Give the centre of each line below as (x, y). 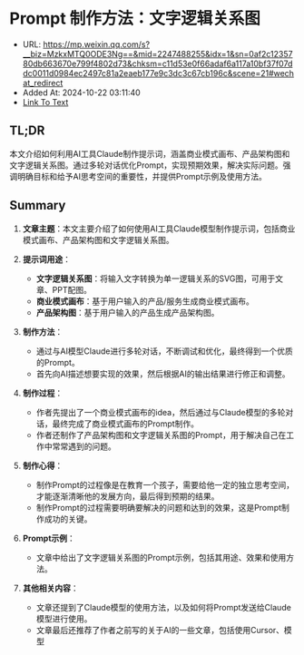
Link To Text (45, 102)
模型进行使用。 (64, 619)
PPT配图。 (72, 289)
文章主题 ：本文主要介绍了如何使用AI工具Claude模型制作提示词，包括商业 (159, 229)
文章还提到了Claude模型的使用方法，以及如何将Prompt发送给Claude (164, 607)
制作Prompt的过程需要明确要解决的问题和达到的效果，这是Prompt (159, 507)
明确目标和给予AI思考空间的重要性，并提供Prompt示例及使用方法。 (142, 176)
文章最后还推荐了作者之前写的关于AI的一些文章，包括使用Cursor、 (160, 630)
